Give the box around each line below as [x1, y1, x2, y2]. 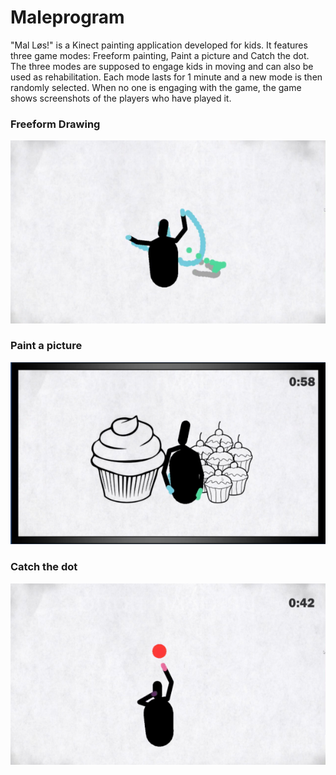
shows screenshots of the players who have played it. [10, 92, 232, 104]
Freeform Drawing [10, 117, 101, 131]
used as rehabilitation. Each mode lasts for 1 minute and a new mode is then [10, 71, 323, 83]
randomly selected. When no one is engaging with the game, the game [10, 81, 302, 93]
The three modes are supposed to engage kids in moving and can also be [10, 60, 314, 72]
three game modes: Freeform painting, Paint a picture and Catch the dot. [10, 49, 310, 61]
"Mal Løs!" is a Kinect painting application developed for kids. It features [10, 39, 308, 51]
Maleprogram [10, 6, 125, 29]
